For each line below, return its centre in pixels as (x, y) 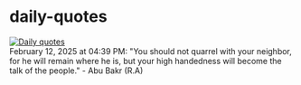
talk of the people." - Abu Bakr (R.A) (76, 71)
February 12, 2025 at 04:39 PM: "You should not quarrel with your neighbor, (150, 51)
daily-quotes (58, 17)
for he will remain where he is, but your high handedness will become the (146, 61)
